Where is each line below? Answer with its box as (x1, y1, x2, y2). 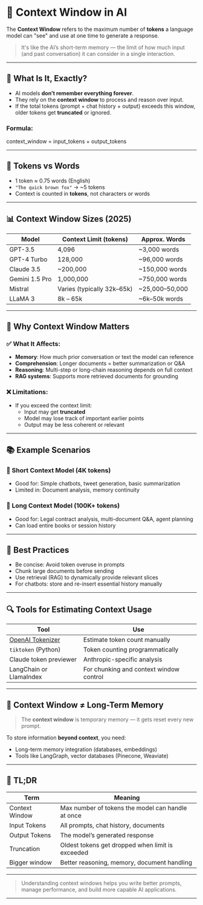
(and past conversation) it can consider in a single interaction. (21, 50, 175, 57)
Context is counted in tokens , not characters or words (14, 190, 150, 197)
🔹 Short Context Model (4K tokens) (6, 466, 111, 475)
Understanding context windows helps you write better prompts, (21, 879, 182, 887)
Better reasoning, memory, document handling (60, 858, 192, 866)
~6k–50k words (138, 294, 183, 302)
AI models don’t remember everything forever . (14, 89, 134, 96)
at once (60, 811, 82, 820)
